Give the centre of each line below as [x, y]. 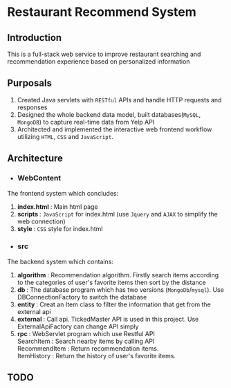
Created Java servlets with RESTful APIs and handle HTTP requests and [119, 100]
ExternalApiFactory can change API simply [78, 326]
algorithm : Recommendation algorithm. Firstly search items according [118, 275]
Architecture [35, 159]
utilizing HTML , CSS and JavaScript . [65, 136]
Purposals [29, 83]
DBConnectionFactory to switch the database [82, 297]
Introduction [35, 38]
